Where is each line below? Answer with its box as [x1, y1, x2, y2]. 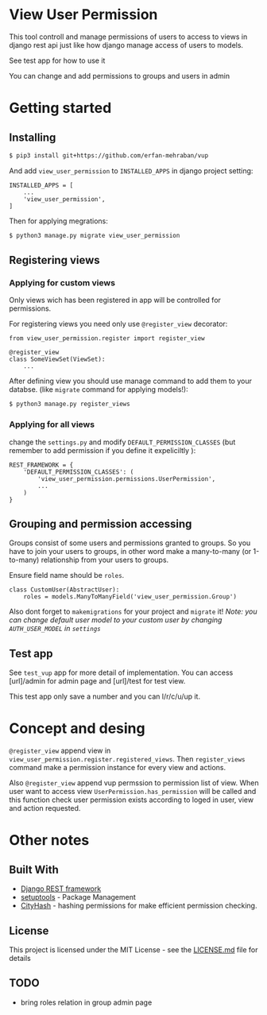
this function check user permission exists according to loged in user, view [9, 795, 253, 804]
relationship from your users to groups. [41, 555, 169, 565]
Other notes [9, 831, 90, 850]
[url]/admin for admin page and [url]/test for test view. [9, 676, 186, 686]
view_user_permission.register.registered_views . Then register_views [9, 754, 246, 764]
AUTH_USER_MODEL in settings [9, 624, 102, 633]
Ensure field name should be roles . [9, 571, 125, 580]
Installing [9, 130, 56, 144]
